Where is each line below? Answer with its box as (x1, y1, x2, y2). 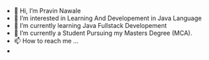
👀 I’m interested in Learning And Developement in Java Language (13, 14, 202, 22)
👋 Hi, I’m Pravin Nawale (13, 7, 82, 15)
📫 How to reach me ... (13, 37, 79, 45)
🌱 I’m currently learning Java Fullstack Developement (13, 22, 167, 29)
